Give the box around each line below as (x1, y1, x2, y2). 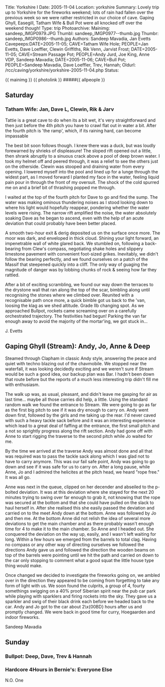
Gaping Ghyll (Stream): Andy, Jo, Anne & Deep (5, 342, 150, 350)
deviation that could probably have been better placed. (5, 220, 117, 226)
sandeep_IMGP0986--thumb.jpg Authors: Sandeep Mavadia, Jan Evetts (5, 36, 151, 42)
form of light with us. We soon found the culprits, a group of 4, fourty (5, 583, 145, 589)
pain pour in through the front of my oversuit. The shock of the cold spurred (5, 179, 159, 185)
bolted (5, 489, 18, 495)
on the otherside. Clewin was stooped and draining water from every (5, 163, 144, 170)
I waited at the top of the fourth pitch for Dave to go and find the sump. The (5, 194, 158, 200)
